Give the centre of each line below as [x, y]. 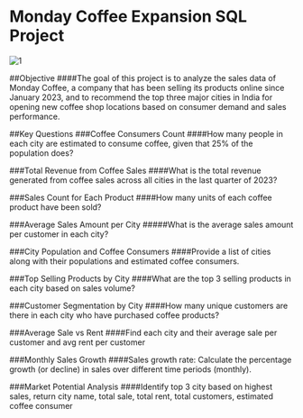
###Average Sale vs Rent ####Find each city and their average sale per [143, 332]
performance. [35, 116]
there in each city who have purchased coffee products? [114, 315]
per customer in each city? [59, 234]
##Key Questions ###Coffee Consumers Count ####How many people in [147, 133]
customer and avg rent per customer [78, 342]
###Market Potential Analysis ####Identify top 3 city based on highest [141, 386]
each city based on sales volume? [73, 288]
